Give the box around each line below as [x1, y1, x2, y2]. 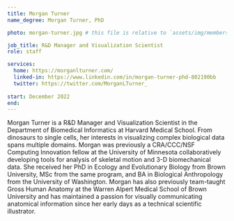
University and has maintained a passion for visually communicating [7, 193, 203, 201]
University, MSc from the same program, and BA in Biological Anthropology [7, 170, 224, 179]
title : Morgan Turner [7, 10, 70, 17]
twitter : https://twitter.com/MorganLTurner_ [13, 80, 148, 87]
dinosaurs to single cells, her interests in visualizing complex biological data [7, 133, 225, 142]
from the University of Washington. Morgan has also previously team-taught [7, 178, 226, 186]
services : [7, 60, 36, 68]
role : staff [7, 48, 42, 56]
